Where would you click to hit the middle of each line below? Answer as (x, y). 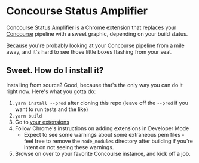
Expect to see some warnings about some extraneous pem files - (104, 134)
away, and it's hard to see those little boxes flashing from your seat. (89, 51)
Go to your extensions (42, 122)
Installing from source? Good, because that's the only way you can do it (95, 85)
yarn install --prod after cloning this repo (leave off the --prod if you (101, 103)
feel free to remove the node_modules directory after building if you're (108, 141)
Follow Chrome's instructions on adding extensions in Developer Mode (102, 128)
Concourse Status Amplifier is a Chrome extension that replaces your (91, 27)
